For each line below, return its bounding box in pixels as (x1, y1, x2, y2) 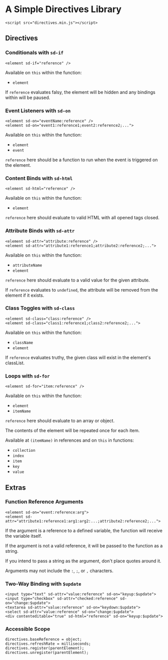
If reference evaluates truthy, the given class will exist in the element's (5, 354, 151, 360)
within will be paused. (5, 95, 50, 101)
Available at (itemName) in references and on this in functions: (5, 437, 134, 443)
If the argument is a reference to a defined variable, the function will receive (5, 527, 162, 534)
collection (12, 448, 36, 453)
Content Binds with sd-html (5, 174, 73, 181)
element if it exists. (5, 292, 44, 298)
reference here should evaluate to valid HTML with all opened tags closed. (5, 215, 160, 221)
